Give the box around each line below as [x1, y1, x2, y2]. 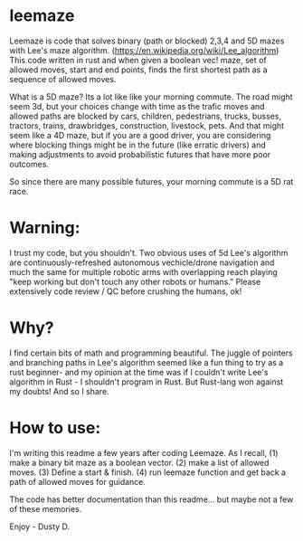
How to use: [9, 418, 101, 438]
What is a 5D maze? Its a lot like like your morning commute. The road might [9, 91, 293, 102]
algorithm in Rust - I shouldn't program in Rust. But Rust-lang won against [9, 376, 284, 387]
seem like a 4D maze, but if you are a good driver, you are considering [9, 129, 271, 140]
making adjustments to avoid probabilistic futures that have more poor [9, 148, 271, 159]
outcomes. [9, 158, 50, 169]
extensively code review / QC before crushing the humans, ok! [9, 286, 242, 297]
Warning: [9, 218, 80, 238]
